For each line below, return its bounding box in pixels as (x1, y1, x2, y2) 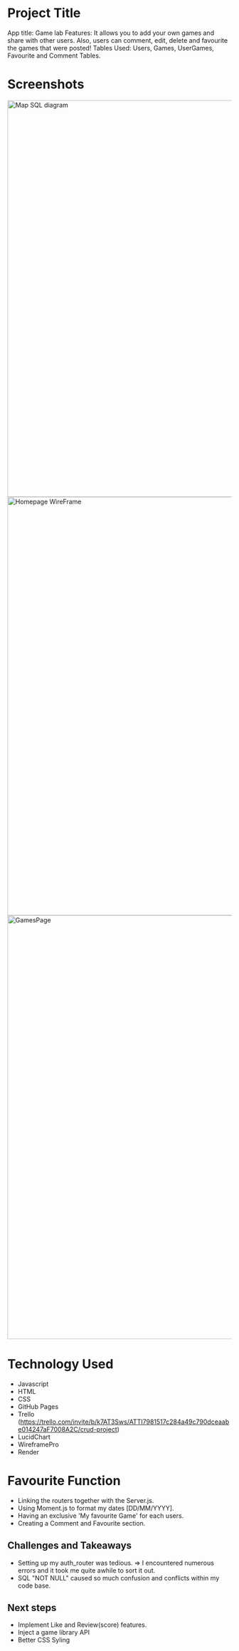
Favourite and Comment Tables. (7, 51, 101, 60)
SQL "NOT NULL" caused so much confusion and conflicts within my (17, 1573, 220, 1582)
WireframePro (17, 1440, 59, 1449)
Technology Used (7, 1356, 114, 1373)
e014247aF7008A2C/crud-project (17, 1425, 117, 1433)
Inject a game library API (17, 1628, 90, 1637)
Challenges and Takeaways (7, 1540, 132, 1552)
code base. (17, 1581, 51, 1590)
